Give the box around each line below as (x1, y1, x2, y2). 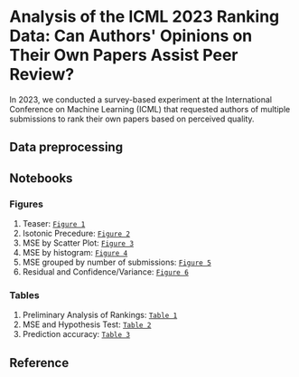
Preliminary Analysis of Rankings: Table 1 (22, 310, 178, 321)
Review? (9, 64, 75, 85)
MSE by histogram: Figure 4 (22, 247, 128, 258)
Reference (9, 355, 70, 371)
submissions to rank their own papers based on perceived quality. (9, 113, 255, 124)
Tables (9, 288, 40, 301)
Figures (9, 198, 43, 210)
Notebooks (9, 170, 73, 186)
